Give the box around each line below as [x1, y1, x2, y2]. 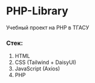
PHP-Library [6, 4, 68, 18]
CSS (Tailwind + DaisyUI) [14, 59, 77, 66]
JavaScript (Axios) [14, 65, 61, 72]
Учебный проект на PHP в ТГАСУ [6, 24, 90, 31]
